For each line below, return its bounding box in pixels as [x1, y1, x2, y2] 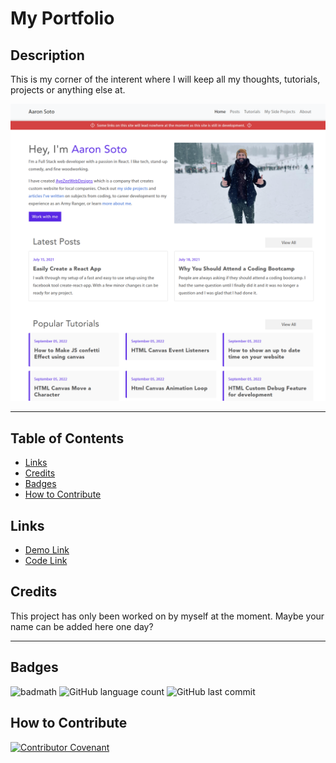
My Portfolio [10, 7, 115, 30]
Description [10, 47, 85, 64]
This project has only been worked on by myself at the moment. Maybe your [10, 610, 325, 622]
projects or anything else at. [10, 84, 126, 96]
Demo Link [24, 544, 70, 556]
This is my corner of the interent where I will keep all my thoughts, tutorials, [10, 73, 321, 85]
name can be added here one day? [10, 620, 154, 632]
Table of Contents [10, 430, 125, 447]
